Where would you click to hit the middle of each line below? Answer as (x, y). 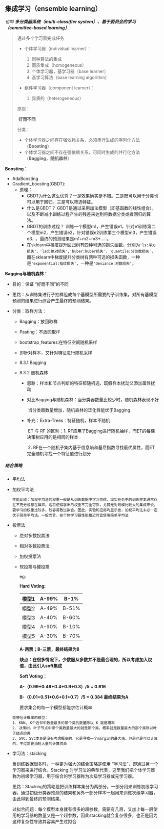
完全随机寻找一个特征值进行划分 (59, 453)
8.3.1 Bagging (33, 363)
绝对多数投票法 (34, 535)
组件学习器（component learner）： (60, 88)
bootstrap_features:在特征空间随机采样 (58, 342)
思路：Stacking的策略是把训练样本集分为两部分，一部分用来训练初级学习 (85, 786)
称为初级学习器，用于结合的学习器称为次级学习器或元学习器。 (74, 776)
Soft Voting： (33, 676)
